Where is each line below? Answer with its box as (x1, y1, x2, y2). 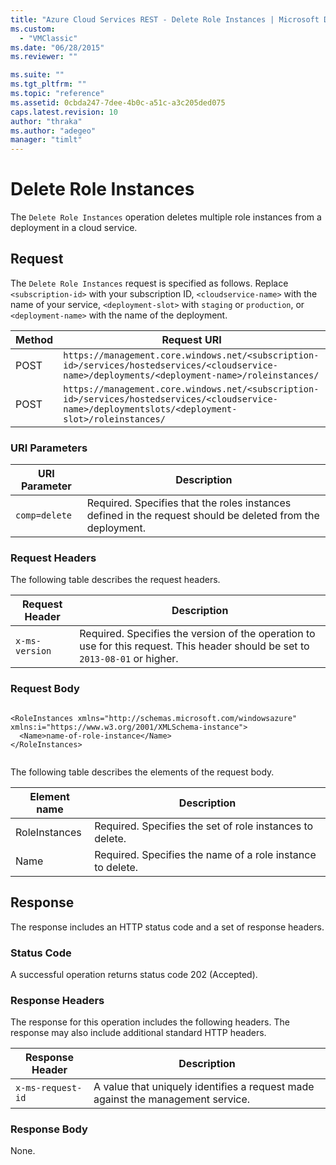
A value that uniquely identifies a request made (93, 1080, 315, 1094)
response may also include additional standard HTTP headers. (10, 1027, 267, 1039)
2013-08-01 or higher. (79, 652, 179, 666)
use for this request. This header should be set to (79, 639, 310, 653)
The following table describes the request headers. (10, 574, 221, 586)
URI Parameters (10, 441, 88, 455)
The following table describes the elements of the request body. (10, 766, 275, 778)
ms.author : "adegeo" (10, 126, 97, 136)
